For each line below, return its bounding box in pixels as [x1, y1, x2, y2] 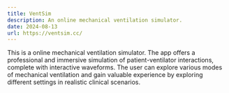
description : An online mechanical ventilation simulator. [7, 17, 183, 24]
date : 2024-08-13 [7, 23, 58, 30]
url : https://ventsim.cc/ [7, 29, 82, 37]
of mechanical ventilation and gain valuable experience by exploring [7, 71, 203, 79]
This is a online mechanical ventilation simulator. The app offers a [7, 49, 195, 57]
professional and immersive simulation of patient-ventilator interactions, [7, 56, 214, 65]
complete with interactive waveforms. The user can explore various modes [7, 63, 223, 71]
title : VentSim [7, 10, 52, 17]
